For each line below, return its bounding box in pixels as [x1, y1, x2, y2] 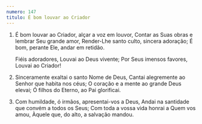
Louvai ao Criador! [15, 61, 62, 69]
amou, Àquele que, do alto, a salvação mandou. [15, 111, 134, 118]
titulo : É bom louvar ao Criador [6, 14, 91, 20]
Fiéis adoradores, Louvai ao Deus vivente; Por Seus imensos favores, [15, 55, 188, 63]
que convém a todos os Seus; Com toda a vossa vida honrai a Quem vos [15, 104, 196, 111]
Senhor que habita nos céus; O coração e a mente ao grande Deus [15, 79, 181, 87]
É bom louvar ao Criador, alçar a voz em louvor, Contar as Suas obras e [15, 31, 193, 38]
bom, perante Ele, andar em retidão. [15, 43, 105, 51]
